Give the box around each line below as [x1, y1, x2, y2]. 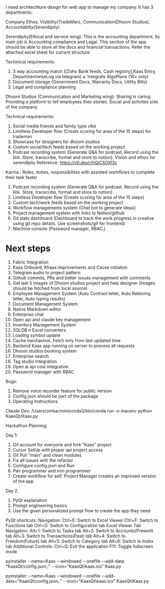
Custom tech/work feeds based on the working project [12, 200, 123, 206]
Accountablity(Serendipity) [5, 24, 60, 30]
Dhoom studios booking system [12, 348, 77, 353]
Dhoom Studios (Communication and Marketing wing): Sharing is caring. [5, 93, 152, 99]
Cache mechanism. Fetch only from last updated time [12, 337, 121, 343]
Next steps [5, 243, 51, 254]
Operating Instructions [12, 398, 58, 404]
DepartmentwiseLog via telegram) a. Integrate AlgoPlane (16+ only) [12, 74, 149, 79]
